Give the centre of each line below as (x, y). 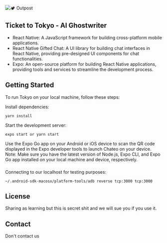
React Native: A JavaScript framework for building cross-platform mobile (87, 37)
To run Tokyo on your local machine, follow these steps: (63, 97)
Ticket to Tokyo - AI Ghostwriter (56, 26)
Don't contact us (22, 236)
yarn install (19, 116)
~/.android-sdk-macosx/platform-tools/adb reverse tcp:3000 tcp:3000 (79, 181)
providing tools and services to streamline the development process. (83, 69)
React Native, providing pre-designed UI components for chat (76, 53)
